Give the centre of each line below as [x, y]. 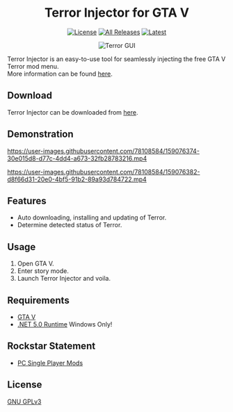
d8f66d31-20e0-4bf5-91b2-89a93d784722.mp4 [77, 179]
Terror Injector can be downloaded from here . [73, 112]
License [25, 385]
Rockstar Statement [51, 346]
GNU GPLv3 [24, 402]
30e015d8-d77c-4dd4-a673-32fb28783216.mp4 [77, 158]
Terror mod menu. [33, 66]
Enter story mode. [43, 271]
